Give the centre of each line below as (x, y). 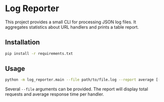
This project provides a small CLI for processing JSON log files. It (71, 22)
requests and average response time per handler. (54, 94)
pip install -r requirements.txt (39, 53)
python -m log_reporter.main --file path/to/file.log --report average (79, 80)
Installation (22, 42)
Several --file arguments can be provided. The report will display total (77, 89)
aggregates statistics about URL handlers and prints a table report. (72, 27)
